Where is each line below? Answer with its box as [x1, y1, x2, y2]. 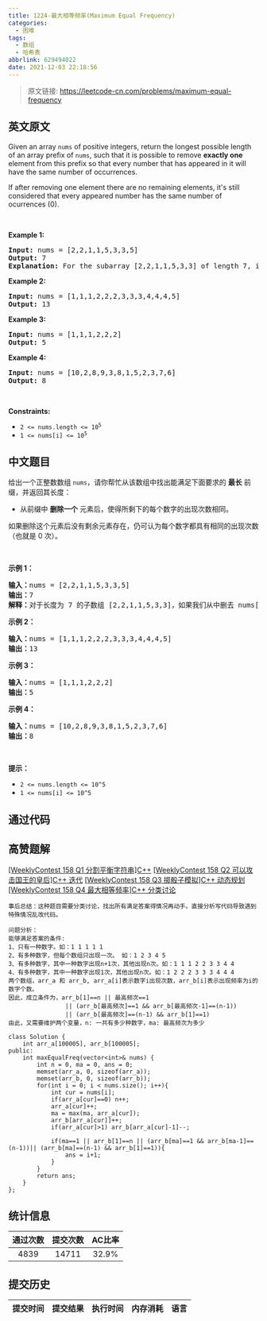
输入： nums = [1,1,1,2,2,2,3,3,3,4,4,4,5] [8, 635, 172, 643]
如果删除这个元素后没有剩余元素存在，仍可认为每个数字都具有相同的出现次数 [8, 521, 259, 531]
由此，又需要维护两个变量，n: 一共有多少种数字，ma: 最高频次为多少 [8, 1018, 205, 1027]
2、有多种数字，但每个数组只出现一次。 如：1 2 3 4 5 [8, 951, 166, 960]
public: [8, 1046, 34, 1055]
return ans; [37, 1172, 77, 1180]
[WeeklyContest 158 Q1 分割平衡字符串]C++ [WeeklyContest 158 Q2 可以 [8, 865, 246, 875]
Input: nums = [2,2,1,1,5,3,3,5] [8, 245, 139, 254]
